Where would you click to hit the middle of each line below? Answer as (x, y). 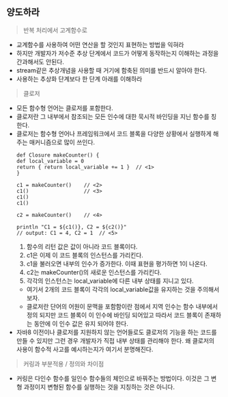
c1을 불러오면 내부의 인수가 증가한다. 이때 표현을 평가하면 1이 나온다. (117, 264)
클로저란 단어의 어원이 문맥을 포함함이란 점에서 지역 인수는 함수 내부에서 (122, 306)
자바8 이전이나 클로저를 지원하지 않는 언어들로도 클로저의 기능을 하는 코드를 (116, 332)
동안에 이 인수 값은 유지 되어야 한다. (81, 323)
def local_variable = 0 (50, 161)
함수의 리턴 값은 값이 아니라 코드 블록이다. (82, 246)
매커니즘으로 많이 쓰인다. (62, 142)
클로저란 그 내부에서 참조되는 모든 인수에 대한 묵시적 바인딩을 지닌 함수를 (113, 116)
